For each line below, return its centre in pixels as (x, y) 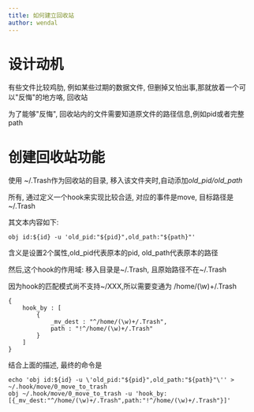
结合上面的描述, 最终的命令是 (55, 365)
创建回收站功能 (57, 157)
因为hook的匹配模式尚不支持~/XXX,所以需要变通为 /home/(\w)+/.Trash (122, 286)
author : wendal (33, 23)
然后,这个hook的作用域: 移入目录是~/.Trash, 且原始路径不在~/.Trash (118, 269)
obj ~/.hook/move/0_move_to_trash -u (70, 394)
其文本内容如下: (34, 222)
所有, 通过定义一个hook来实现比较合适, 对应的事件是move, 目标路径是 (121, 197)
